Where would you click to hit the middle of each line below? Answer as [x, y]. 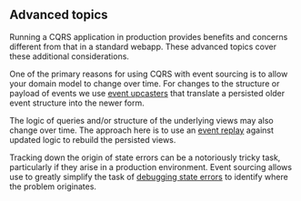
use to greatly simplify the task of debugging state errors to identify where [149, 176]
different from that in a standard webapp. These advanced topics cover [143, 46]
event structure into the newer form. [77, 103]
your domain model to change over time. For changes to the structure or [145, 83]
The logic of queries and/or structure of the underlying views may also [142, 120]
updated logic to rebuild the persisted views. [93, 139]
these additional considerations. [70, 56]
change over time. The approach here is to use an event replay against [142, 130]
